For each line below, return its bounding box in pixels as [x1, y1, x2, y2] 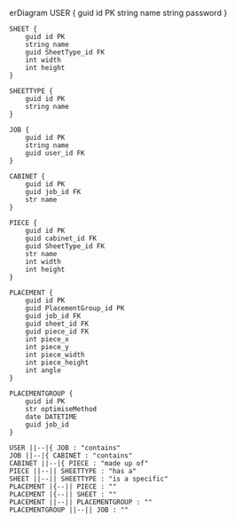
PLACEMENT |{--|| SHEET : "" [9, 490, 117, 499]
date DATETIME [25, 412, 77, 421]
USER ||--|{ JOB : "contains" [9, 443, 122, 452]
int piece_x [25, 335, 69, 344]
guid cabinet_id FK [25, 234, 98, 243]
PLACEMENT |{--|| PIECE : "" [9, 482, 117, 491]
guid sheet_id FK [25, 319, 90, 328]
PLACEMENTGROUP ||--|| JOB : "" [9, 505, 129, 514]
